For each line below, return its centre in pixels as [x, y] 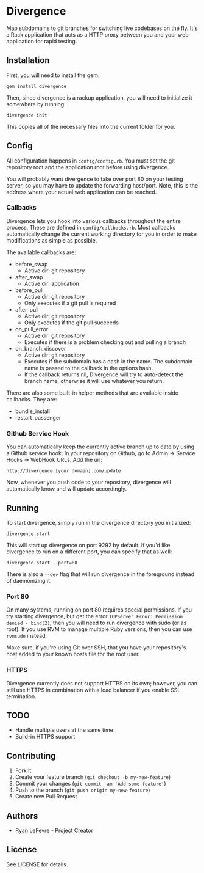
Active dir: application [51, 283]
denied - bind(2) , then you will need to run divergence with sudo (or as [97, 623]
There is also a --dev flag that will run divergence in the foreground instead [100, 574]
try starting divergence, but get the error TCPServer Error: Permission [95, 616]
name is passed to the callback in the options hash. [89, 368]
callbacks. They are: [32, 399]
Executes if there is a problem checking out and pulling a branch [105, 342]
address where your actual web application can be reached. [82, 192]
